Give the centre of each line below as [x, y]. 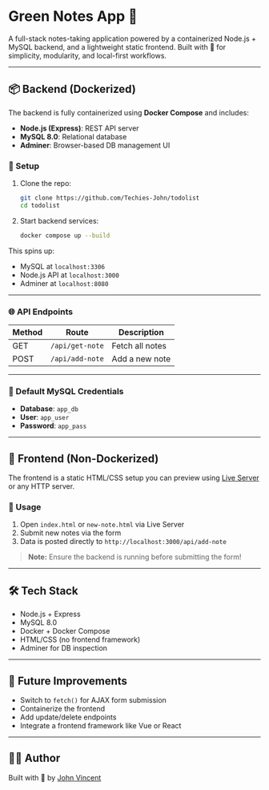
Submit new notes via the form [70, 533]
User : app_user [44, 417]
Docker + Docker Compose [65, 631]
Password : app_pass [53, 426]
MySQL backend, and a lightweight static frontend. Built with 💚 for [117, 46]
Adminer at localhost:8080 [64, 283]
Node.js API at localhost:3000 [70, 275]
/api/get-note [77, 345]
